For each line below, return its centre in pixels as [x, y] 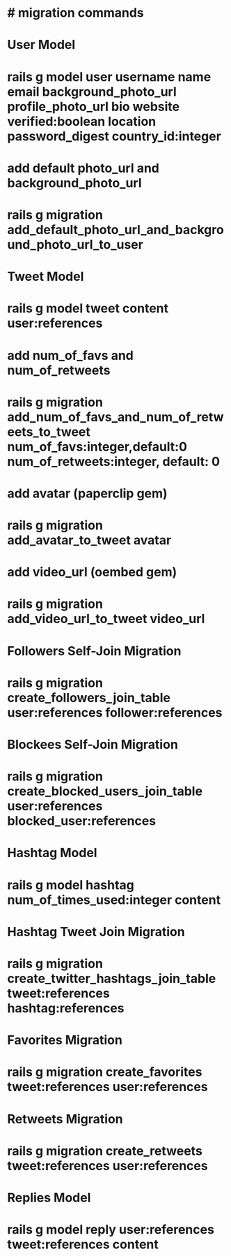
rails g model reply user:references [111, 1230]
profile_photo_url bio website [93, 107]
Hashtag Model [52, 853]
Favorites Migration [65, 1040]
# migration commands [75, 13]
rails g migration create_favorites [105, 1072]
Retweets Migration [65, 1119]
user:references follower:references [115, 712]
